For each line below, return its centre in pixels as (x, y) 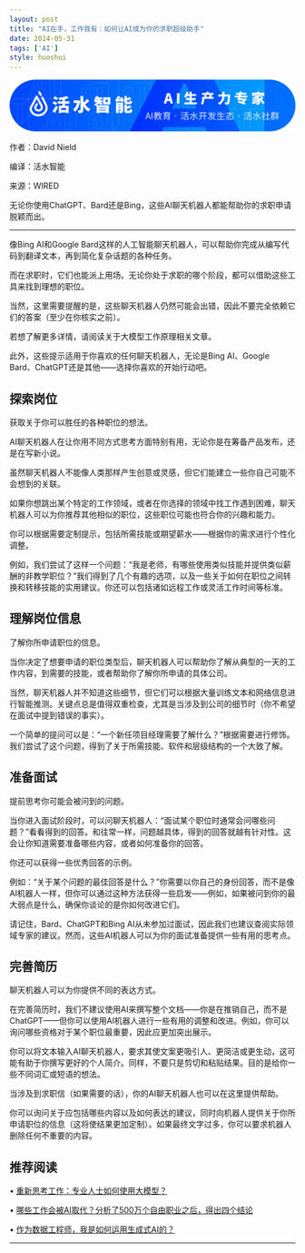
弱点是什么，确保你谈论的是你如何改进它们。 (100, 904)
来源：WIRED (34, 186)
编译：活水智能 (37, 167)
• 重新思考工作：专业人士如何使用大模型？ (89, 1191)
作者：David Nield (43, 147)
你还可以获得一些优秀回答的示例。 (73, 862)
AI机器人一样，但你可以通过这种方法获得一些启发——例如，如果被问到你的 (148, 893)
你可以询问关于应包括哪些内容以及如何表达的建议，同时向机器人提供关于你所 (152, 1113)
